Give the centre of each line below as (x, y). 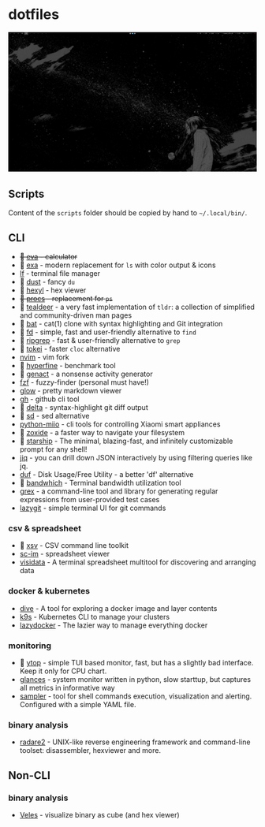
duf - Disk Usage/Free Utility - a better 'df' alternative (106, 475)
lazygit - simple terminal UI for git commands (93, 508)
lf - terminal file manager (60, 274)
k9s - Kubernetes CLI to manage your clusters (95, 617)
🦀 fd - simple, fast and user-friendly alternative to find (108, 332)
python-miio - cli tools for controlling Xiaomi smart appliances (120, 424)
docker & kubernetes (49, 591)
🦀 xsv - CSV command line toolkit (74, 546)
